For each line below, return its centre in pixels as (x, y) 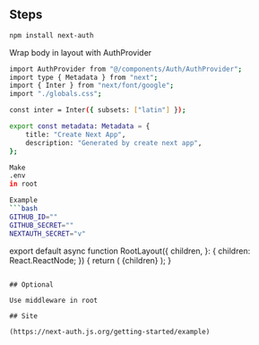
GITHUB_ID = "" (34, 217)
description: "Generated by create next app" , (114, 142)
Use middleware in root (54, 300)
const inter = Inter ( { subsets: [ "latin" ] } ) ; (98, 110)
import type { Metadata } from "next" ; (84, 77)
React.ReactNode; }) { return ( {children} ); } (91, 260)
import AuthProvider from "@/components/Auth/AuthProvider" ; (126, 69)
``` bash (24, 209)
